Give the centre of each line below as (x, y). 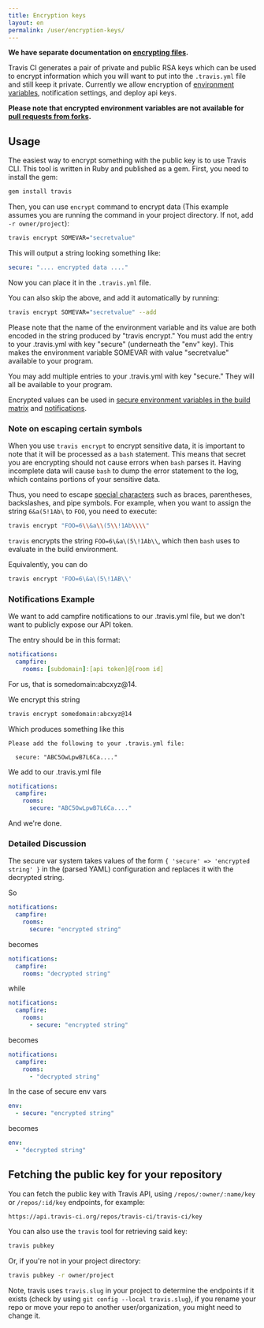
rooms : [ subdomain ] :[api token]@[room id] (93, 669)
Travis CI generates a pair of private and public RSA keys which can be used (132, 68)
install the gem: (33, 177)
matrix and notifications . (48, 408)
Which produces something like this (66, 729)
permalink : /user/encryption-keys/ (67, 30)
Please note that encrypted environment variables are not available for (126, 108)
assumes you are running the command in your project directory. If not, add (131, 215)
